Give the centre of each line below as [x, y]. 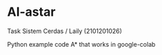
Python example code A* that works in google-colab [81, 44]
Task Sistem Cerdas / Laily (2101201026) [65, 31]
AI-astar [31, 12]
